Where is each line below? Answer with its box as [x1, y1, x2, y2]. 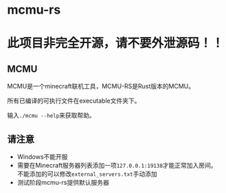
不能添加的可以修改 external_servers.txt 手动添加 [16, 170, 157, 178]
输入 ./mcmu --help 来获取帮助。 [7, 112, 96, 120]
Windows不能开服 [16, 153, 68, 161]
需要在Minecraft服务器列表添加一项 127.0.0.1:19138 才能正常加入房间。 [16, 162, 218, 169]
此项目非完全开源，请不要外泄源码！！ [7, 36, 225, 51]
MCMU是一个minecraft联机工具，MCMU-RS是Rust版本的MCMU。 [7, 82, 195, 90]
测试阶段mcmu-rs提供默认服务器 [16, 179, 110, 186]
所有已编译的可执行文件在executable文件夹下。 [7, 96, 141, 105]
